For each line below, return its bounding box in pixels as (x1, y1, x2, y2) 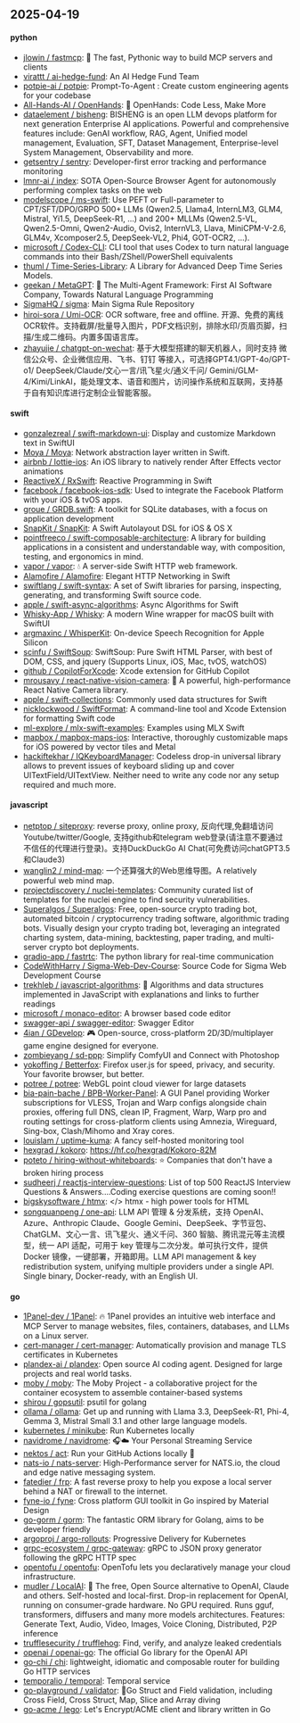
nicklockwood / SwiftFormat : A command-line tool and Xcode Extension (22, 703, 288, 714)
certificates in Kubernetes (22, 1349, 118, 1360)
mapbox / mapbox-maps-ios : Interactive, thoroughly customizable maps (22, 732, 288, 742)
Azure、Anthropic (22, 1218, 89, 1228)
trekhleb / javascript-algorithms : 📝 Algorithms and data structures (22, 980, 264, 990)
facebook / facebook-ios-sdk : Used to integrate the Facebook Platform (22, 485, 284, 495)
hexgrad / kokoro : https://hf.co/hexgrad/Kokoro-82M (22, 1145, 217, 1155)
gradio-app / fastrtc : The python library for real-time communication (22, 951, 274, 962)
